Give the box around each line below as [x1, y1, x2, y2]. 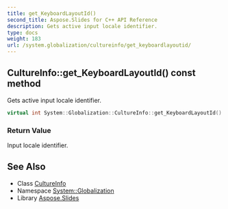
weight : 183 [7, 36, 41, 42]
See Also [7, 161, 46, 173]
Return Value [7, 125, 51, 135]
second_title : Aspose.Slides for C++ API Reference [7, 16, 157, 23]
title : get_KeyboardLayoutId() [7, 10, 97, 17]
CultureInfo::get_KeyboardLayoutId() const [7, 67, 197, 79]
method [7, 78, 41, 90]
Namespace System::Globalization [16, 186, 114, 195]
